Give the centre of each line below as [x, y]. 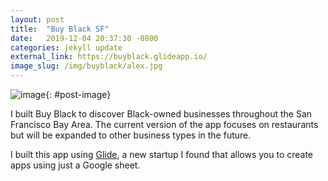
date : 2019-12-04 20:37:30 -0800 [84, 38]
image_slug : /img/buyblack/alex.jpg [86, 66]
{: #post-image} [78, 94]
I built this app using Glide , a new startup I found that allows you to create [162, 154]
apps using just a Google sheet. [75, 165]
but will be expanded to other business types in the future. [131, 135]
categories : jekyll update [66, 47]
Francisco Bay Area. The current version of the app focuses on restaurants [164, 124]
